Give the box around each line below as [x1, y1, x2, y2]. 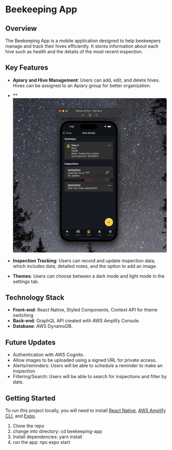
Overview [5, 24, 37, 33]
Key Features [5, 63, 49, 72]
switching [12, 312, 34, 319]
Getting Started [5, 394, 56, 402]
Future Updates [5, 338, 56, 347]
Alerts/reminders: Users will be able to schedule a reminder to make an [12, 363, 163, 369]
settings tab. [12, 278, 39, 284]
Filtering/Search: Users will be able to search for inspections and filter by [12, 374, 167, 380]
